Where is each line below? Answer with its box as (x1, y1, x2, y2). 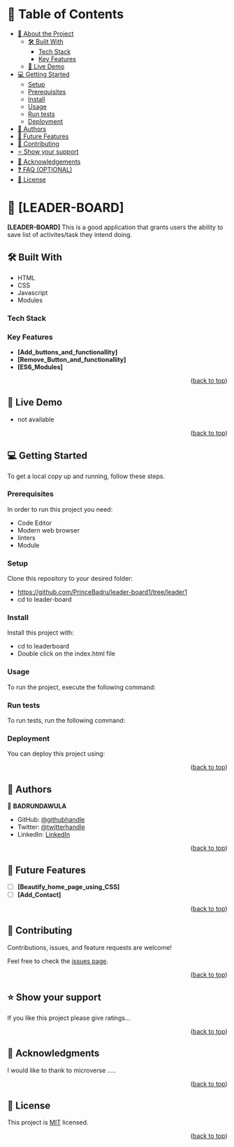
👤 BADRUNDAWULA (7, 802, 67, 810)
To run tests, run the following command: (7, 716, 126, 725)
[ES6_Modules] (17, 363, 63, 371)
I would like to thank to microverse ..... (7, 1066, 117, 1074)
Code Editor (17, 519, 52, 527)
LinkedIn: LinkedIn (17, 830, 71, 839)
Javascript (17, 288, 48, 296)
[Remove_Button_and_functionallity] (17, 355, 126, 363)
